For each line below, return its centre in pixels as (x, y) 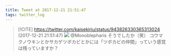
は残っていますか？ (38, 48)
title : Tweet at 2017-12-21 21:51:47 (46, 10)
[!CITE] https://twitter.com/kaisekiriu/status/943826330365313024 (89, 29)
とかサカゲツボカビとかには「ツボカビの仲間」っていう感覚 (103, 42)
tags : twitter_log (25, 15)
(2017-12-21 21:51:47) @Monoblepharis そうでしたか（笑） (83, 35)
